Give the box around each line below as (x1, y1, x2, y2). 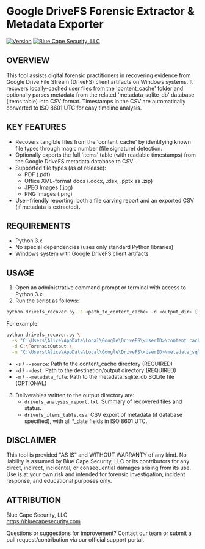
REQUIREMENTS (6, 220, 70, 231)
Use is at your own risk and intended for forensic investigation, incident (6, 471, 185, 478)
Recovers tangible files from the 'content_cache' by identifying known (15, 138, 191, 145)
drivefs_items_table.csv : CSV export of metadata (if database (24, 411, 183, 418)
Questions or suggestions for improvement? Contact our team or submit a (6, 529, 192, 537)
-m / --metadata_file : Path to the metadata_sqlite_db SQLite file (15, 373, 175, 380)
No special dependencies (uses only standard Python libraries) (15, 244, 174, 251)
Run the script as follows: (15, 297, 79, 304)
